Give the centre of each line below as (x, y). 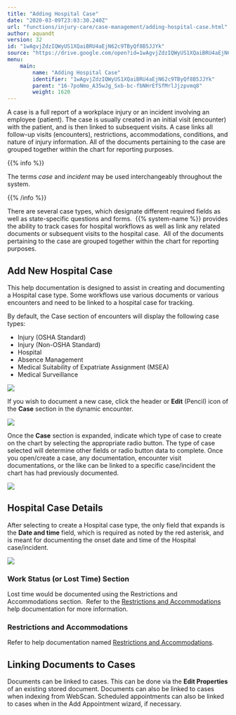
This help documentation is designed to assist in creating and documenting (116, 287)
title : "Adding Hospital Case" (53, 14)
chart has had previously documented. (63, 473)
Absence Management (50, 360)
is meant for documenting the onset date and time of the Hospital (102, 540)
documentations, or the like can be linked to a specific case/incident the (112, 465)
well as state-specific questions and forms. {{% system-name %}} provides (118, 219)
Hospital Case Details (55, 508)
